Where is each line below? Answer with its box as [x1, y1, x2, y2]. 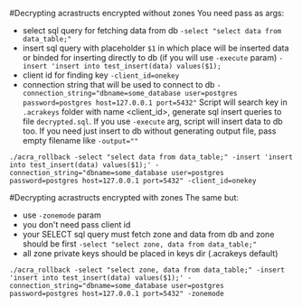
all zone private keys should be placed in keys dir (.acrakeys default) [22, 248, 278, 258]
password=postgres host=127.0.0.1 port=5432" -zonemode [9, 289, 224, 298]
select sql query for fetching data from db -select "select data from [22, 25, 282, 35]
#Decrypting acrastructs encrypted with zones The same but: [9, 192, 240, 202]
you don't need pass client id [22, 219, 131, 229]
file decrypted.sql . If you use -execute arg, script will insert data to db [22, 116, 283, 126]
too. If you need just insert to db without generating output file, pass [22, 126, 277, 136]
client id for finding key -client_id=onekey [22, 70, 180, 80]
